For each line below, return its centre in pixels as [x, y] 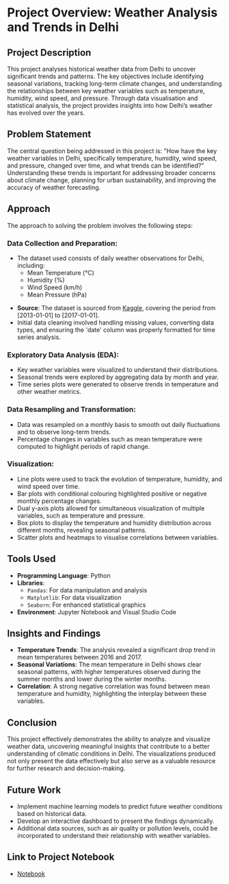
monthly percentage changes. [59, 501]
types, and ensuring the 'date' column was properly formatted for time [116, 329]
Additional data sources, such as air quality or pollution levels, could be [117, 828]
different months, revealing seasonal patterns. [82, 530]
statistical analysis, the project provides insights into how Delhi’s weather [110, 105]
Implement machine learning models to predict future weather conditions [120, 806]
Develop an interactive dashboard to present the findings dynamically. [116, 821]
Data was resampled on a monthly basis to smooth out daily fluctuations [119, 424]
